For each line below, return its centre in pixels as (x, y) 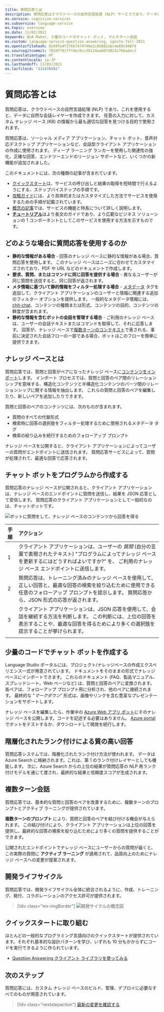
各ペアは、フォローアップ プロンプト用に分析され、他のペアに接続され (76, 689)
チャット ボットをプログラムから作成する (67, 475)
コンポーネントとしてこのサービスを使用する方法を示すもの (89, 220)
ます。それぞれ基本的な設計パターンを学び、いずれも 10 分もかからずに (77, 942)
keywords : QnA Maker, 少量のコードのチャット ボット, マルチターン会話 (71, 37)
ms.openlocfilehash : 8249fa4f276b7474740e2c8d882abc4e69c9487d (71, 46)
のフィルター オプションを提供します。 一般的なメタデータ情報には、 (82, 299)
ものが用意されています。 (43, 994)
